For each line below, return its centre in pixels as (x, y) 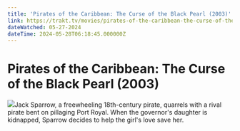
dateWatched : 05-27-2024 (44, 27)
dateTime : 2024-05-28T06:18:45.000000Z (67, 34)
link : (15, 21)
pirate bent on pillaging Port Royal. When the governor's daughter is (107, 112)
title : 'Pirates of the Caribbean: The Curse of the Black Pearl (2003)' (120, 14)
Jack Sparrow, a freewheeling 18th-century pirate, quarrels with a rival (118, 105)
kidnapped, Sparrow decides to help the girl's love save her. (96, 120)
